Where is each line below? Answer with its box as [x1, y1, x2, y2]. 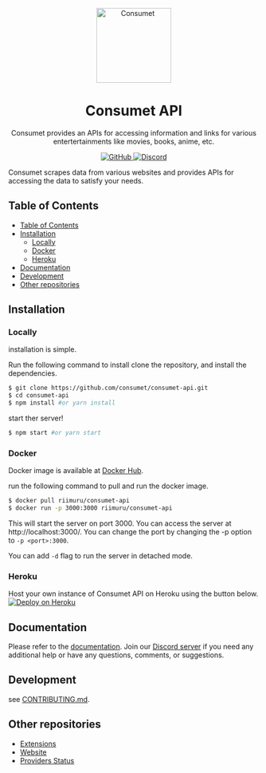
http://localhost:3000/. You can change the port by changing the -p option [8, 527, 252, 536]
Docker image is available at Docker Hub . [8, 466, 144, 475]
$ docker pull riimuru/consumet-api [8, 497, 130, 505]
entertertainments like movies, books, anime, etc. [53, 136, 215, 146]
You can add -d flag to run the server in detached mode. [8, 550, 194, 560]
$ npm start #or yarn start [8, 429, 102, 437]
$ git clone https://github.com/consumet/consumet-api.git [8, 384, 209, 392]
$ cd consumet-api [8, 392, 69, 400]
